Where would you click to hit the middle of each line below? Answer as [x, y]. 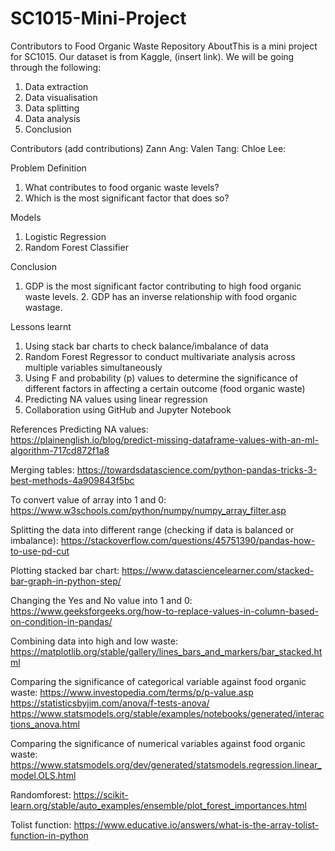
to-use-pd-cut [40, 551]
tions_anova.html [45, 724]
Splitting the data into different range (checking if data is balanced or [152, 529]
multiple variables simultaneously [93, 367]
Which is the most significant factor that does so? [127, 198]
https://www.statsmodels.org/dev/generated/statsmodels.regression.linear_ [166, 764]
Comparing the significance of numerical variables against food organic [158, 743]
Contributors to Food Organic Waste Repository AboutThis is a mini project [164, 46]
